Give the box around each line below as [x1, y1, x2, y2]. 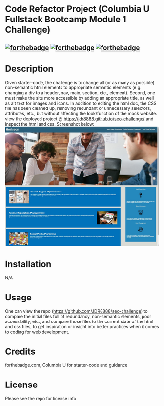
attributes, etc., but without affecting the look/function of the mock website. [5, 110, 157, 116]
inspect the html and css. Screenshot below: [5, 121, 95, 127]
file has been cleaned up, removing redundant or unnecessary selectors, [5, 105, 151, 111]
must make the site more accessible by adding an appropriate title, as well [5, 95, 154, 101]
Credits [5, 346, 36, 357]
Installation [5, 259, 52, 270]
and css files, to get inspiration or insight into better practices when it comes [5, 324, 159, 330]
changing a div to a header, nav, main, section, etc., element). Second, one [5, 89, 155, 96]
